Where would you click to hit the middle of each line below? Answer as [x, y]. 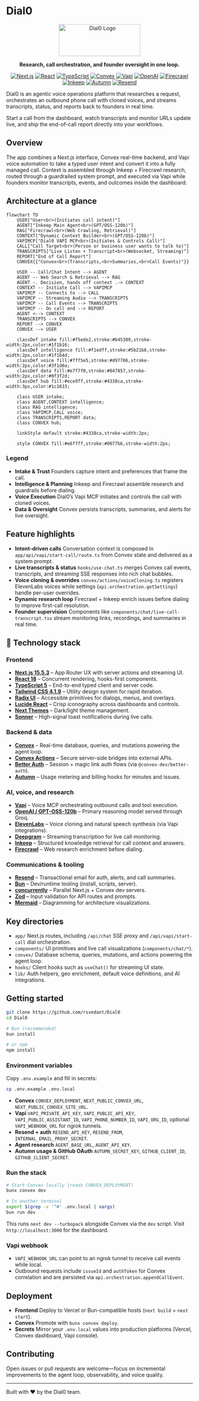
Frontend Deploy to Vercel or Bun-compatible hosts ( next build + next [101, 1310]
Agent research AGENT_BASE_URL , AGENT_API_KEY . [73, 1145]
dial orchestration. [49, 942]
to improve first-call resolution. [52, 605]
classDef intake [37, 340]
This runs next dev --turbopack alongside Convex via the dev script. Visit [95, 1223]
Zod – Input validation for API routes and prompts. [76, 896]
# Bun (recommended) [32, 1029]
